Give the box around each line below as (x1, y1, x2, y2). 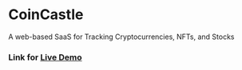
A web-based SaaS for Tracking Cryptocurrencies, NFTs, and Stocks (8, 32, 235, 41)
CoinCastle (8, 6, 84, 24)
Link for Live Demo (8, 52, 82, 63)
